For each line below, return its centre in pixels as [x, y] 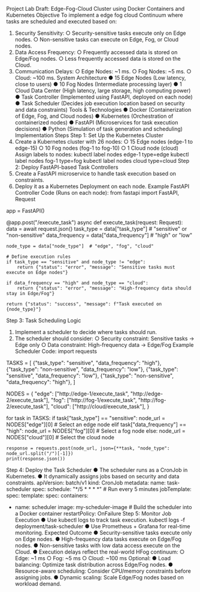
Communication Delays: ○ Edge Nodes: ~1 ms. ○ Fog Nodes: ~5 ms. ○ [103, 71]
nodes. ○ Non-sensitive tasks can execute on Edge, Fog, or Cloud [96, 39]
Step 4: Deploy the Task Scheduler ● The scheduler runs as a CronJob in [97, 470]
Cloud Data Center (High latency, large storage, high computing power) [103, 90]
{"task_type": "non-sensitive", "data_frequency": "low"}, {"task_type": [92, 369]
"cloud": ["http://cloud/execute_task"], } [100, 406]
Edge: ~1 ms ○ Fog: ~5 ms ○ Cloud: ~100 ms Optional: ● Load [93, 558]
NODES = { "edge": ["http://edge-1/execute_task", [68, 394]
